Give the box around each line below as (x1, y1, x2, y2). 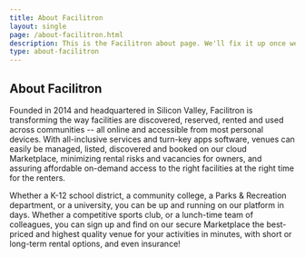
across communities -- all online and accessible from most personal (9, 124, 264, 134)
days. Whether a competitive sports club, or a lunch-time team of (9, 209, 254, 220)
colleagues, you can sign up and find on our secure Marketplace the (9, 219, 265, 230)
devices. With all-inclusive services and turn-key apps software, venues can (9, 134, 295, 144)
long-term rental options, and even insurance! (9, 238, 182, 249)
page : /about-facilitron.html (9, 30, 124, 39)
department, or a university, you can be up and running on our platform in (9, 199, 284, 210)
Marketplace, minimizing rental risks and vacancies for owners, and (9, 153, 262, 164)
